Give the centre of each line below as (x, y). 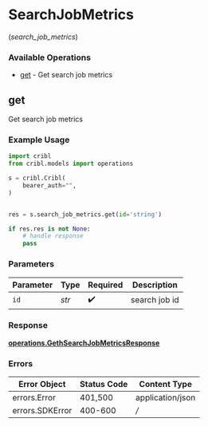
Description (155, 285)
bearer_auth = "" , (50, 185)
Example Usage (39, 140)
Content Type (166, 385)
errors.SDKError (42, 411)
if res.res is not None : (49, 229)
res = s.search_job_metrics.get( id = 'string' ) (85, 214)
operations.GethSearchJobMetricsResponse (84, 343)
